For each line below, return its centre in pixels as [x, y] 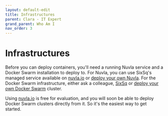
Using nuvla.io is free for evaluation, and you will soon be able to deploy [79, 98]
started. [13, 109]
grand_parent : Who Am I [30, 24]
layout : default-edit [28, 10]
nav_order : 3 [19, 29]
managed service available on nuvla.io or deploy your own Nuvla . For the [80, 78]
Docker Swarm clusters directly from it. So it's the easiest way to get [76, 104]
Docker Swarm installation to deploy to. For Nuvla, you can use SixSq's [78, 73]
